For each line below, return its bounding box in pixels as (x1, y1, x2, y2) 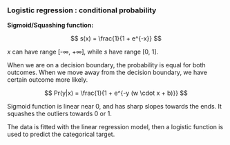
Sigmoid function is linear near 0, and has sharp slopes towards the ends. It (7, 102, 222, 111)
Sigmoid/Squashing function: (7, 21, 94, 30)
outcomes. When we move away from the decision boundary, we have (7, 68, 207, 77)
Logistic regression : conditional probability (7, 5, 157, 15)
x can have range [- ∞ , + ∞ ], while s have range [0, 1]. (7, 47, 159, 56)
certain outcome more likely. (7, 76, 88, 84)
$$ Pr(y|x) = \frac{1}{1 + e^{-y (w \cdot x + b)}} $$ (44, 89, 188, 98)
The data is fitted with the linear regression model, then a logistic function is (7, 123, 223, 131)
